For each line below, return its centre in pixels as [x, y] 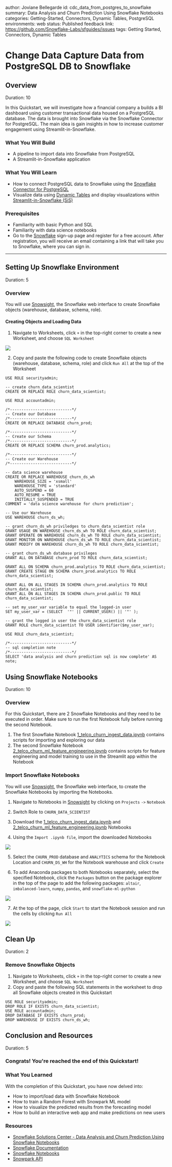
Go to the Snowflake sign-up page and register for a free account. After [88, 235]
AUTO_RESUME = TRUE [35, 495]
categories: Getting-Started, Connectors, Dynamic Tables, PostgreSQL [80, 18]
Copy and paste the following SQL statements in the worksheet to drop [88, 987]
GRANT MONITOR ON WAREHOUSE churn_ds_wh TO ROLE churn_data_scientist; [83, 540]
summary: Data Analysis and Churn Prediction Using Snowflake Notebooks [84, 13]
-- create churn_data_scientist [40, 387]
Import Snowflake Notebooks [42, 775]
